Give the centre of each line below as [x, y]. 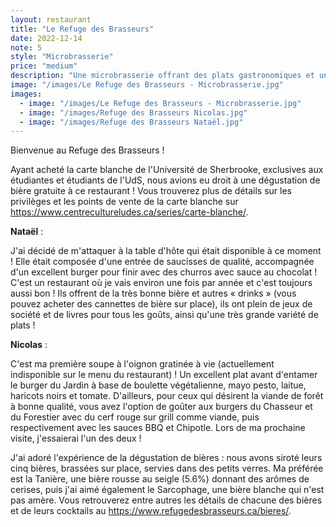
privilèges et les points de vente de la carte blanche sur [124, 202]
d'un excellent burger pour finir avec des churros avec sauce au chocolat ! [164, 272]
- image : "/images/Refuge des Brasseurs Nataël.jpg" [131, 122]
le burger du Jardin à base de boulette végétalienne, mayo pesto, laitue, [158, 385]
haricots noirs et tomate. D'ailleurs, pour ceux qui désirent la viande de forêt [167, 396]
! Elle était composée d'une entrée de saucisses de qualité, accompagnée [162, 262]
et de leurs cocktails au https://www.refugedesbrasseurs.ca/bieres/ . [151, 511]
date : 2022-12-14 [46, 38]
